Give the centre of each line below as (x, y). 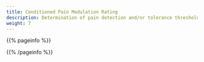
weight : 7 (19, 23)
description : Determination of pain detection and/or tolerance (89, 18)
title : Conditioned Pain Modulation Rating (62, 12)
